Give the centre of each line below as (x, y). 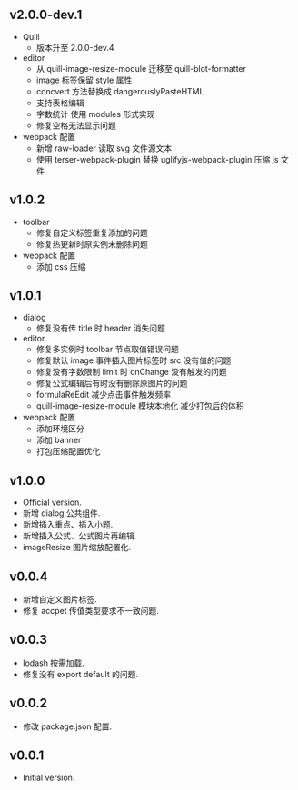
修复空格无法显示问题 (76, 125)
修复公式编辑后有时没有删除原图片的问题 (112, 383)
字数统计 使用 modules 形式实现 (95, 114)
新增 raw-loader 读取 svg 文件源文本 (104, 148)
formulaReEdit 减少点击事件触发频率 (103, 395)
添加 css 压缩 (61, 266)
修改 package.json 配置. (67, 726)
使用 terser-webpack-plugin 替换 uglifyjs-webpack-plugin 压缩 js (157, 159)
